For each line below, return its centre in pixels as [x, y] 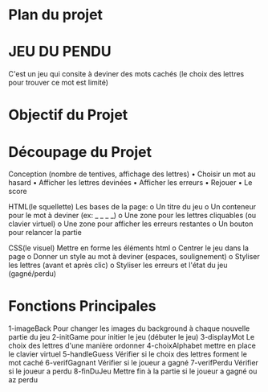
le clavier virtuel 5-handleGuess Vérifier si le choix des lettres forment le [128, 354]
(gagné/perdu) [32, 274]
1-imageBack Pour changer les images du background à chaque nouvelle [129, 328]
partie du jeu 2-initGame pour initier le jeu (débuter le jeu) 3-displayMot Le [132, 337]
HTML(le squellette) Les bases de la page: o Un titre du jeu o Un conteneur [132, 207]
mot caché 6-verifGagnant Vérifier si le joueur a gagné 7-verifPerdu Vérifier [134, 363]
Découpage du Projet [80, 152]
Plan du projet [55, 15]
